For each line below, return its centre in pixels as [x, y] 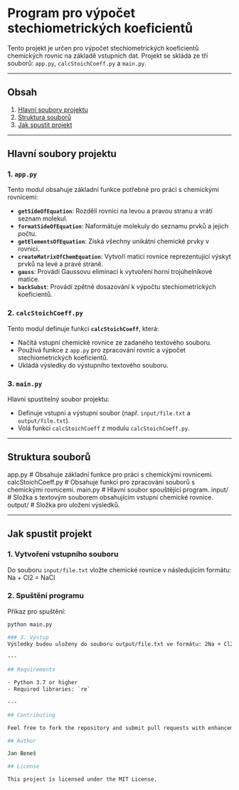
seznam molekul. [42, 218]
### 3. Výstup [28, 637]
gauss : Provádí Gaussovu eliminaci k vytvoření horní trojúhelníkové [115, 272]
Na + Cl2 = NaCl [31, 577]
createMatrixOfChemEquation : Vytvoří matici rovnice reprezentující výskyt [124, 257]
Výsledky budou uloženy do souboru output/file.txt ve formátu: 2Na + [114, 644]
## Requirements [31, 670]
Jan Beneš [22, 754]
